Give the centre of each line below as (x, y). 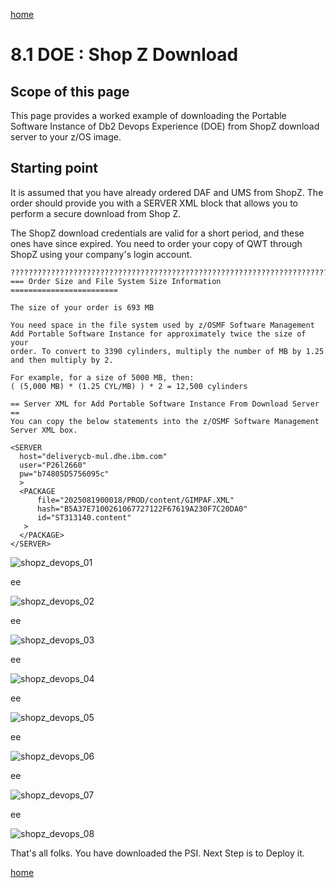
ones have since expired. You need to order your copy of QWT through (156, 243)
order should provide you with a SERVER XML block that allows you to (154, 203)
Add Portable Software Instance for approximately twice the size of (158, 334)
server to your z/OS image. (66, 137)
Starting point (54, 168)
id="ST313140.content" (84, 517)
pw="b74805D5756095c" (64, 474)
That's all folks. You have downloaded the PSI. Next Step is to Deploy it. (157, 853)
